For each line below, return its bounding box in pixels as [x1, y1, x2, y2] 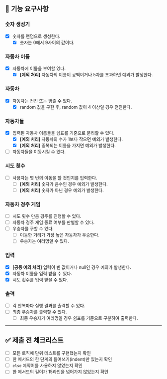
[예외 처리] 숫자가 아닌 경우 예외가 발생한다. [19, 187, 104, 193]
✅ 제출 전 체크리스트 [5, 336, 64, 344]
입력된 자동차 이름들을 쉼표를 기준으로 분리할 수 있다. [12, 130, 115, 136]
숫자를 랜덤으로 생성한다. [12, 33, 61, 39]
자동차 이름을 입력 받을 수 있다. [12, 270, 72, 276]
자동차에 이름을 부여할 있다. [12, 65, 66, 71]
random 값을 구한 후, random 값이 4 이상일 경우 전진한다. [19, 104, 132, 110]
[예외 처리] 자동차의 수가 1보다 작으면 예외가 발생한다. [19, 136, 123, 142]
